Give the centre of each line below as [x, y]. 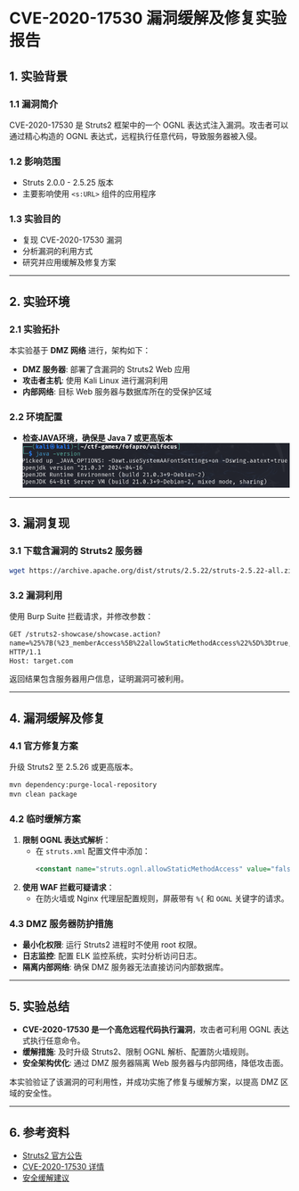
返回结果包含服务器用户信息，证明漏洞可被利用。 [99, 679]
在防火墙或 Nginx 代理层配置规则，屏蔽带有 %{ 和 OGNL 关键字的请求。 [162, 898]
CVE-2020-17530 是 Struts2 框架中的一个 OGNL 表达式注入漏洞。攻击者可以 [149, 125]
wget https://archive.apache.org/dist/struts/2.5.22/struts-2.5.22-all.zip [153, 571]
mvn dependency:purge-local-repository [83, 785]
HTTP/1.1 [25, 652]
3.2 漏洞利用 [36, 596]
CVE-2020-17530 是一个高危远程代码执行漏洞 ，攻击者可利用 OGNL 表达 [155, 1030]
